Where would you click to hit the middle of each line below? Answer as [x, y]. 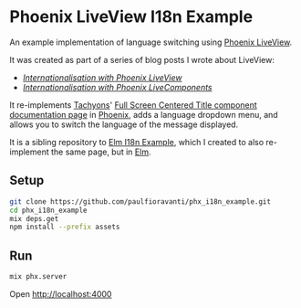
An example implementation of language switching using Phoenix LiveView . [151, 42]
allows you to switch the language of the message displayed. [124, 124]
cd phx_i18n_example [49, 210]
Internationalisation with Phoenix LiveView [102, 77]
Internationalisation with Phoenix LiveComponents [117, 87]
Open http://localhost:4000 [61, 293]
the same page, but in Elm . [101, 152]
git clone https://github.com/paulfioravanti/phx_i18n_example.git [140, 202]
